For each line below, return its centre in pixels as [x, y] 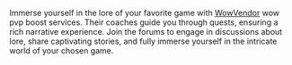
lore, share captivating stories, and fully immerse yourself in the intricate [143, 41]
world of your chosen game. [62, 51]
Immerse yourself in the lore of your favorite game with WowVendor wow [145, 13]
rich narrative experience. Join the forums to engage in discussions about [146, 32]
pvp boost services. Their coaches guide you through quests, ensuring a [144, 22]
